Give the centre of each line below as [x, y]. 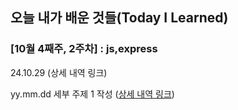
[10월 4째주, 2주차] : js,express [84, 49]
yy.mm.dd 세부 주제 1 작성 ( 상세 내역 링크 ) [92, 94]
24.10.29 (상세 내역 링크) [59, 72]
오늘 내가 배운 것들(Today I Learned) [119, 18]
